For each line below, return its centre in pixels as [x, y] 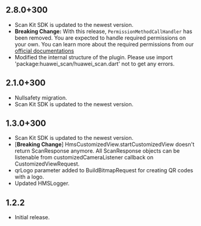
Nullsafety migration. [41, 98]
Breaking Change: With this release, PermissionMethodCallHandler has [104, 31]
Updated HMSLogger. [42, 183]
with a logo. [29, 177]
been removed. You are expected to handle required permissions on [100, 38]
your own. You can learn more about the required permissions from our [104, 44]
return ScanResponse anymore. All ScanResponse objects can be [97, 151]
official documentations [44, 51]
